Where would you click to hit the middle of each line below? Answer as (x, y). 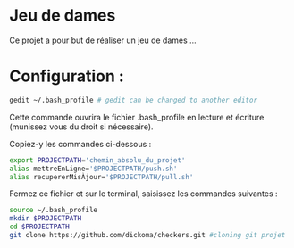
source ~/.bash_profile (54, 211)
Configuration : (67, 76)
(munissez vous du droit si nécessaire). (81, 127)
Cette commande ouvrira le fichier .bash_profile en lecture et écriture (137, 117)
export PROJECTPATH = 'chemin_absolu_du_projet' (97, 160)
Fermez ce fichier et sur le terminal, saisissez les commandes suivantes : (144, 194)
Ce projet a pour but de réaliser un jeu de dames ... (103, 40)
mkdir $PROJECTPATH (46, 219)
